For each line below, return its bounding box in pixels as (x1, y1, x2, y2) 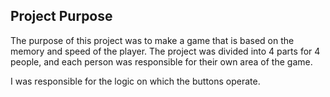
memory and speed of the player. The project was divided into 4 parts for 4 (10, 45, 321, 57)
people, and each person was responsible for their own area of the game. (10, 55, 313, 68)
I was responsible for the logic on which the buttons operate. (10, 75, 261, 87)
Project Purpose (10, 8, 113, 25)
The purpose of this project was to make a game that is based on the (10, 34, 295, 46)
